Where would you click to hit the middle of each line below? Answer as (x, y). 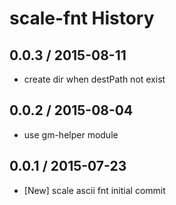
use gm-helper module (71, 134)
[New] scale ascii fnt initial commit (94, 190)
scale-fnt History (82, 18)
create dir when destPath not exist (94, 79)
